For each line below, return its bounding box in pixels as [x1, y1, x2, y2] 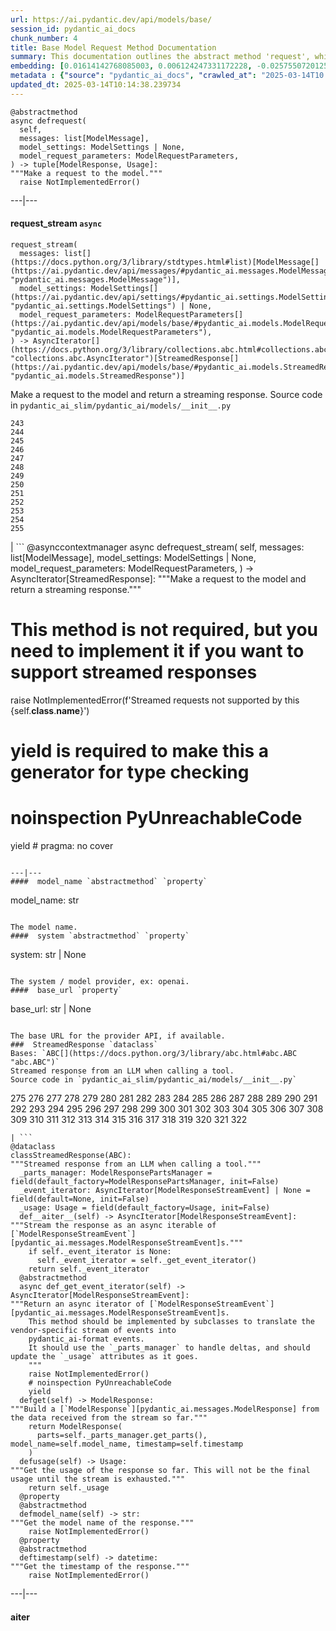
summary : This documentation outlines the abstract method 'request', [10, 52, 311, 62]
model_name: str [10, 894, 80, 906]
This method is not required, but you [10, 619, 319, 641]
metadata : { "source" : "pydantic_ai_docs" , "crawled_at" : [10, 71, 257, 81]
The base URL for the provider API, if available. [10, 1031, 226, 1041]
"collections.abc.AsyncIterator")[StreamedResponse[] [10, 353, 240, 363]
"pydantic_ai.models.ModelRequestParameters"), [10, 327, 213, 337]
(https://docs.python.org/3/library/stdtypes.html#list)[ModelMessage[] [10, 257, 320, 267]
